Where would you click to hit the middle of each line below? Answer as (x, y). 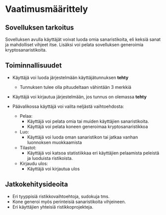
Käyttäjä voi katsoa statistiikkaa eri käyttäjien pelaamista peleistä (93, 153)
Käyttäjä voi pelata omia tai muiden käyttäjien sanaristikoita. (88, 121)
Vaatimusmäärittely (47, 9)
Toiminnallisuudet (33, 66)
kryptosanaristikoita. (26, 50)
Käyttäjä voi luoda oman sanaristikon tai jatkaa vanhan (83, 137)
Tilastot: (28, 147)
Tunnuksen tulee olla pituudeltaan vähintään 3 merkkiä (75, 87)
